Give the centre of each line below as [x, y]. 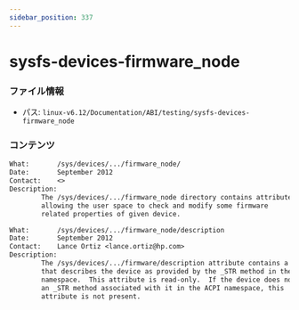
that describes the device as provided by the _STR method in [159, 271]
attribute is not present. [91, 296]
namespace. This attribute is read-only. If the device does [161, 280]
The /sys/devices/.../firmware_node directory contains [147, 197]
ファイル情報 [37, 91]
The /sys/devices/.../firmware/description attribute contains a [165, 264]
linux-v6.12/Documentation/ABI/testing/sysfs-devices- [146, 113]
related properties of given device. [111, 214]
